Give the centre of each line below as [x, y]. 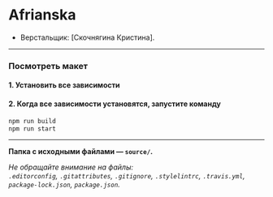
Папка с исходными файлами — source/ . [81, 152]
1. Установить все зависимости [64, 85]
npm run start [32, 128]
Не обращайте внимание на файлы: [71, 167]
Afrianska [42, 15]
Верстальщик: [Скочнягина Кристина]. [87, 37]
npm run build [32, 121]
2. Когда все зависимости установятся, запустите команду [115, 104]
